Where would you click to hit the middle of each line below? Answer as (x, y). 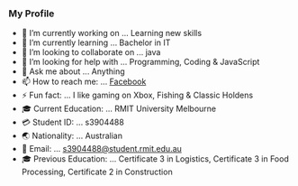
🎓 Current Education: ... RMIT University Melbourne (119, 109)
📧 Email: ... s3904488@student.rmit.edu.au (101, 149)
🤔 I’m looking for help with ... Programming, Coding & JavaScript (140, 62)
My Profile (32, 14)
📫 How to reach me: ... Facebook (84, 82)
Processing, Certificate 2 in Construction (97, 172)
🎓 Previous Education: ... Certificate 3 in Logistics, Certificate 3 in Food (155, 159)
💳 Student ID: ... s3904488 (73, 122)
